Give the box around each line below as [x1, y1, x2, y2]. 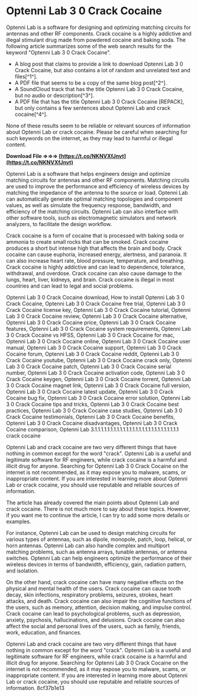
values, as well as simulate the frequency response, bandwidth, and [6, 201, 171, 208]
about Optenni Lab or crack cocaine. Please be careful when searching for [6, 128, 188, 136]
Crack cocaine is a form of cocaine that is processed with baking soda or [6, 232, 184, 239]
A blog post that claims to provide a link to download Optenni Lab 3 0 [14, 60, 183, 67]
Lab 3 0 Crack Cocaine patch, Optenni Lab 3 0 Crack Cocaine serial [6, 363, 171, 370]
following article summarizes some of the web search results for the [6, 43, 172, 50]
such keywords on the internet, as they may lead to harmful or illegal [6, 134, 173, 141]
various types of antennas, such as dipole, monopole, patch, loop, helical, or [6, 536, 192, 543]
